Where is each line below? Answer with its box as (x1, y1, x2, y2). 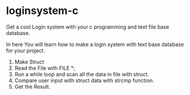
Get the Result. (14, 83, 51, 90)
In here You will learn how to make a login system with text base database (6, 41, 184, 48)
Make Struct (14, 58, 44, 65)
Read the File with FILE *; (14, 64, 75, 71)
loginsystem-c (6, 4, 79, 17)
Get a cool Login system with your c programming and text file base (6, 23, 170, 30)
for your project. (6, 47, 46, 54)
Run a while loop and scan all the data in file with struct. (14, 71, 149, 78)
